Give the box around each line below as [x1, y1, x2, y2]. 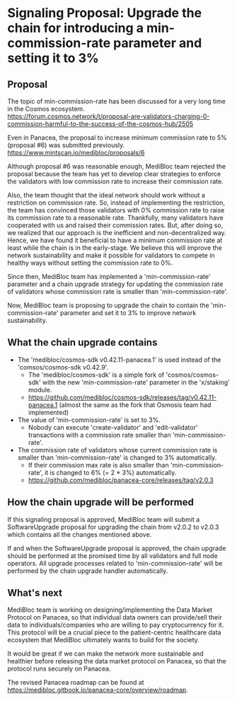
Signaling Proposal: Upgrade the [7, 5, 202, 21]
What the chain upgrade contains [7, 336, 158, 348]
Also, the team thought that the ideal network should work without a [7, 191, 205, 199]
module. [28, 385, 52, 394]
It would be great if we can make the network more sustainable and [7, 649, 204, 658]
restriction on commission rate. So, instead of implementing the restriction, [7, 198, 225, 207]
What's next [7, 587, 62, 599]
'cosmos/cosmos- [166, 370, 219, 379]
